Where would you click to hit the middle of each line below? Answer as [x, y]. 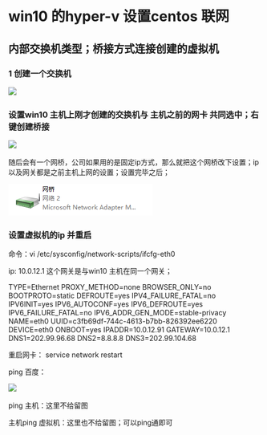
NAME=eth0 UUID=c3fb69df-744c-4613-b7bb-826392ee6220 [113, 321]
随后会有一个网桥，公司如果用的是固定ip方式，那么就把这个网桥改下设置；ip [133, 162]
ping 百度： [27, 372]
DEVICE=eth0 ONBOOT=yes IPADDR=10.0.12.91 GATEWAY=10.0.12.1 [119, 330]
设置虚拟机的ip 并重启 [50, 235]
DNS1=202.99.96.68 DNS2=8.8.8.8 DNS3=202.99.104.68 [102, 339]
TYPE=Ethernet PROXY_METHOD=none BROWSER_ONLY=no [110, 287]
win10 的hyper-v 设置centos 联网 [119, 16]
